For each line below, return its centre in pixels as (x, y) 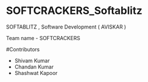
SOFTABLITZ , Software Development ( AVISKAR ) (66, 27)
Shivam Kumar (32, 60)
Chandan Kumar (34, 67)
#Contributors (23, 49)
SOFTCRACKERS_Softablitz (74, 11)
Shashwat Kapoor (36, 73)
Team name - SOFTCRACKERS (43, 38)
